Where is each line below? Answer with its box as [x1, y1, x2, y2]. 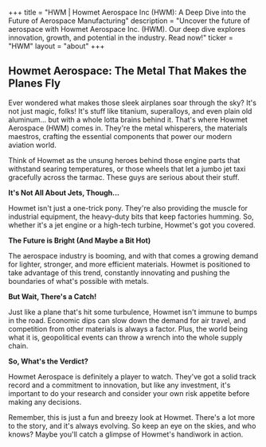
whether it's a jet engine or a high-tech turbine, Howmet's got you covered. [8, 220, 256, 230]
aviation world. [8, 140, 57, 150]
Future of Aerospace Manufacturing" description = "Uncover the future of [8, 16, 251, 25]
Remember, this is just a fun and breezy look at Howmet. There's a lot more [8, 412, 256, 422]
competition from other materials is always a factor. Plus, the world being [8, 324, 248, 333]
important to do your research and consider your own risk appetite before [8, 388, 250, 398]
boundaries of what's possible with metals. [8, 276, 150, 286]
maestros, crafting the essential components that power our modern [8, 131, 233, 141]
